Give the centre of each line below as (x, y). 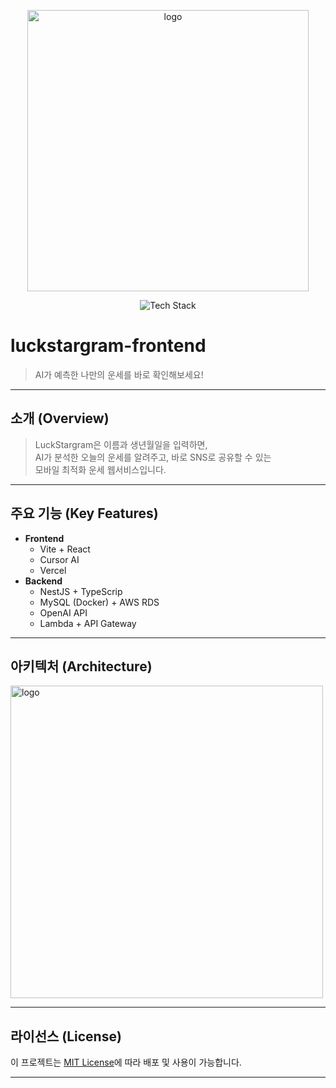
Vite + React (65, 549)
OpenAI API (63, 612)
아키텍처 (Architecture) (81, 666)
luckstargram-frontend (108, 346)
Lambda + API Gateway (88, 623)
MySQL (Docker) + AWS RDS (99, 602)
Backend (43, 581)
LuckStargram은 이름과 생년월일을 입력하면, (121, 444)
